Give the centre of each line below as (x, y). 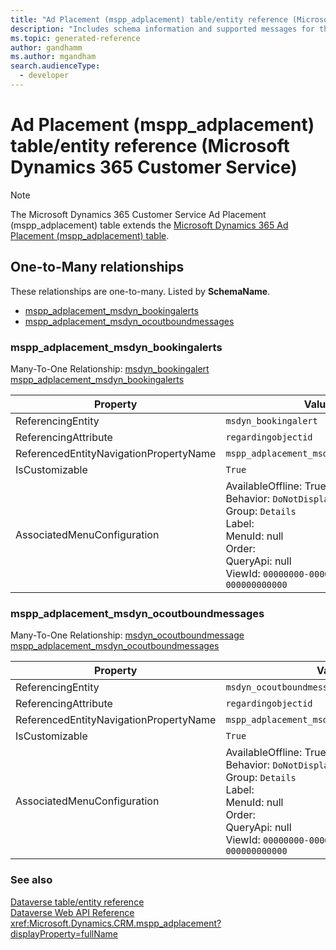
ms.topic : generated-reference (75, 38)
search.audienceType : (55, 66)
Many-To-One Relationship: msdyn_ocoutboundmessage (127, 635)
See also (31, 880)
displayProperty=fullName (64, 933)
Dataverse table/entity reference (77, 902)
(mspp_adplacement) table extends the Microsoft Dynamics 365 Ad (149, 225)
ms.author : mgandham (53, 57)
